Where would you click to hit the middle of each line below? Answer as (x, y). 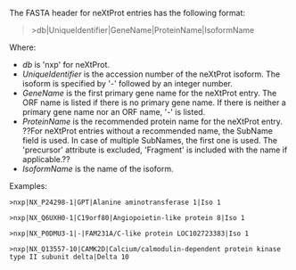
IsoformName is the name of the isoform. (98, 169)
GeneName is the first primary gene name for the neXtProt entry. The (149, 93)
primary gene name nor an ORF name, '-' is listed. (114, 112)
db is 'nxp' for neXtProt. (66, 65)
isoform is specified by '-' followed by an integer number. (127, 83)
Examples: (28, 186)
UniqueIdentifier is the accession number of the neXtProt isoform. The (151, 74)
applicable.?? (46, 159)
